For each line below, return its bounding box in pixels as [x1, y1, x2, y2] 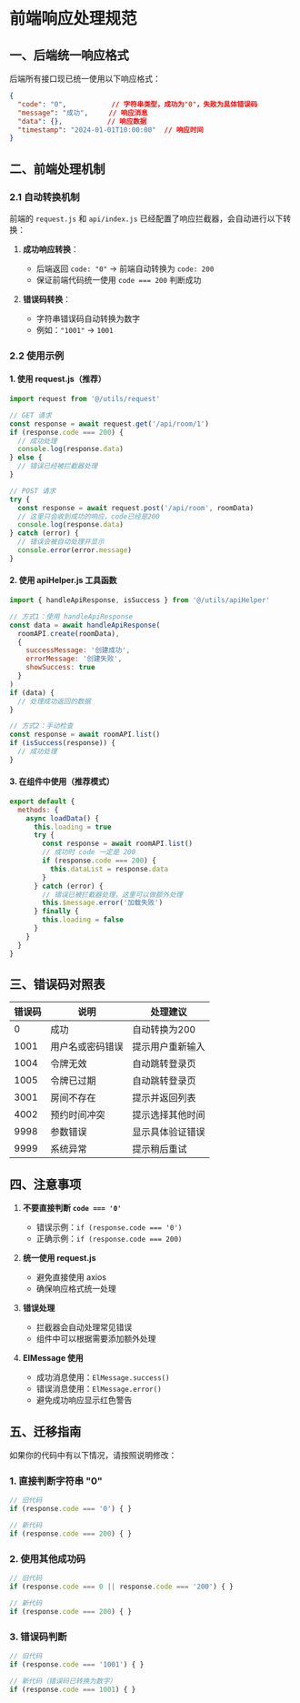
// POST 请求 [9, 486, 56, 496]
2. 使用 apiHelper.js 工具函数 [9, 575, 117, 586]
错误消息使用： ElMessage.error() [35, 1384, 162, 1395]
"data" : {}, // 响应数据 [17, 116, 147, 126]
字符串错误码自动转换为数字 [35, 313, 141, 324]
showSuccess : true [25, 663, 95, 672]
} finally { [33, 907, 79, 916]
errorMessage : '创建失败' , [25, 654, 123, 664]
